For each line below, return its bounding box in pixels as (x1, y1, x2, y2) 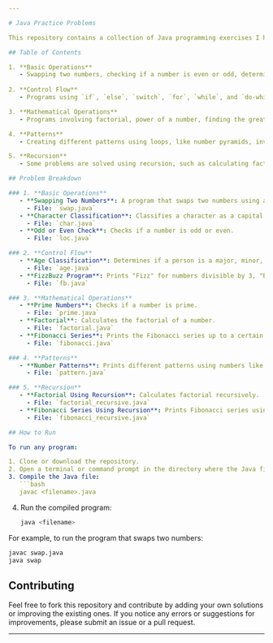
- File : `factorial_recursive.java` (26, 399, 151, 407)
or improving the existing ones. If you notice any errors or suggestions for (8, 609, 255, 619)
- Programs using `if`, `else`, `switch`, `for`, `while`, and (19, 93, 238, 101)
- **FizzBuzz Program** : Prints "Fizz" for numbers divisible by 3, (19, 271, 256, 280)
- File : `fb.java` (26, 279, 89, 287)
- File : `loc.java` (26, 235, 93, 243)
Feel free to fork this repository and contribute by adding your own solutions (8, 600, 264, 610)
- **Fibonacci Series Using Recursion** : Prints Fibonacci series (19, 406, 249, 414)
